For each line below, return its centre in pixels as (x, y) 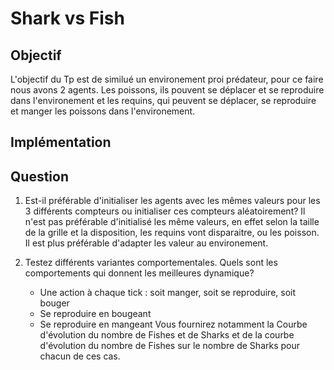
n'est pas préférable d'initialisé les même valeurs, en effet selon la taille (172, 222)
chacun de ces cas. (80, 356)
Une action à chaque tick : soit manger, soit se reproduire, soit (168, 293)
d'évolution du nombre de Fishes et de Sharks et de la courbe (167, 335)
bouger (54, 303)
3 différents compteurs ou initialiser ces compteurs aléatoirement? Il (165, 211)
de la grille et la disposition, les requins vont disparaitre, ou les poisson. (172, 233)
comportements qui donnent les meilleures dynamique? (139, 273)
